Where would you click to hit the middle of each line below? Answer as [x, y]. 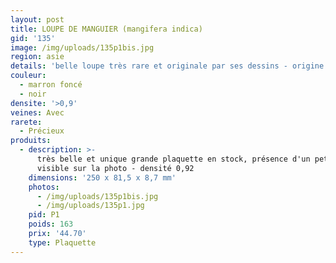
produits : [31, 141]
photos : [44, 187]
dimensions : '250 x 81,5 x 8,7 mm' [102, 177]
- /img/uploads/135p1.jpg [90, 206]
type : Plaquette [62, 242]
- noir [33, 94]
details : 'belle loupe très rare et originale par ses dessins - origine [167, 66]
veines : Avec [37, 112]
